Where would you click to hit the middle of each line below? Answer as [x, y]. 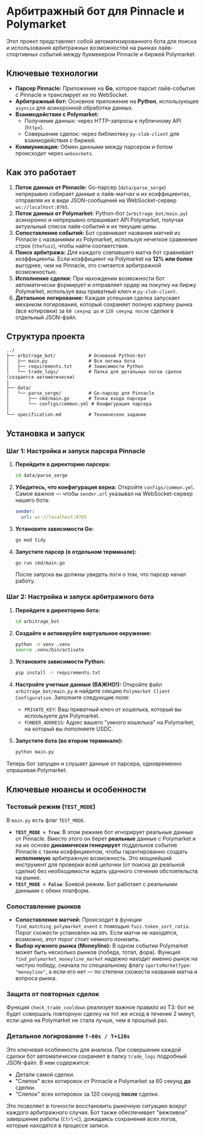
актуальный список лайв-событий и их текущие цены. [86, 226]
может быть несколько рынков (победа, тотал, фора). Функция [98, 952]
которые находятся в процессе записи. [58, 1125]
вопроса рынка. [36, 978]
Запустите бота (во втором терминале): [69, 741]
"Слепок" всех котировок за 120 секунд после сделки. [87, 1094]
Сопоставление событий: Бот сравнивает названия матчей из [98, 233]
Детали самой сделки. [45, 1074]
